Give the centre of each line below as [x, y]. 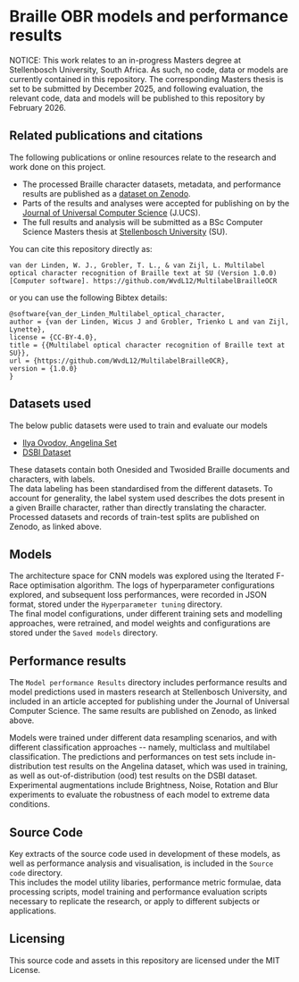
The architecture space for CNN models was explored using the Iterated [142, 576]
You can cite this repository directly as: [81, 248]
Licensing [37, 939]
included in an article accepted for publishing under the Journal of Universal [149, 701]
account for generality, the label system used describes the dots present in [147, 498]
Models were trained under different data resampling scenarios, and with [143, 738]
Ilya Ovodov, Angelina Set [70, 442]
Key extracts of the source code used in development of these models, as [145, 854]
